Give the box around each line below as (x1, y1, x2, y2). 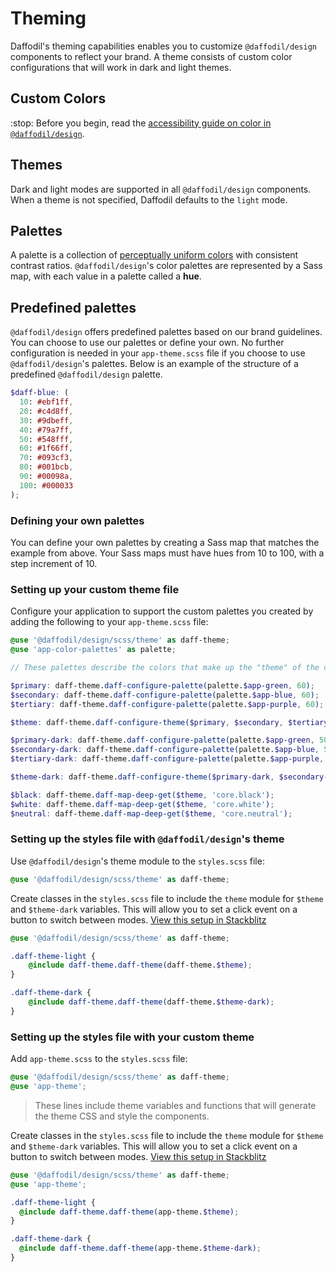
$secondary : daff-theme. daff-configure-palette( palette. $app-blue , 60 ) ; (10, 690, 320, 700)
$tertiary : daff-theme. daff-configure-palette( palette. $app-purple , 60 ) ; (10, 699, 325, 709)
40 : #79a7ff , (19, 425, 74, 435)
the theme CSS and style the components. (34, 1110, 210, 1122)
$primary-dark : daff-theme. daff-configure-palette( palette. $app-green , (10, 735, 315, 746)
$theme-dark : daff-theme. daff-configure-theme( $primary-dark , (10, 772, 275, 782)
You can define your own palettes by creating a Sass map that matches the (10, 536, 320, 548)
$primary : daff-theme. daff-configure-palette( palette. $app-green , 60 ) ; (10, 680, 315, 691)
